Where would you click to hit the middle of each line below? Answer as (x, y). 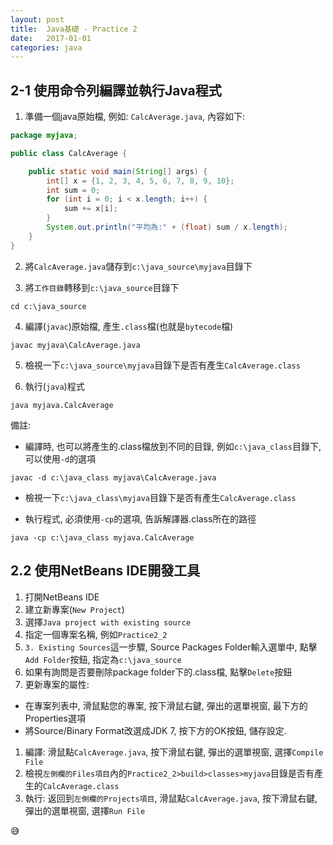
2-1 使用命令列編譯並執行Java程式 (116, 90)
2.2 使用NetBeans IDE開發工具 (105, 571)
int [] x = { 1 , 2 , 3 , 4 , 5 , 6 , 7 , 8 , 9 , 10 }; (140, 181)
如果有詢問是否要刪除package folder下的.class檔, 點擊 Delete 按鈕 (158, 672)
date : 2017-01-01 (51, 38)
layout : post (37, 19)
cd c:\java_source (48, 306)
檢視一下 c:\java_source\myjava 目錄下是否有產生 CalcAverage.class (162, 365)
